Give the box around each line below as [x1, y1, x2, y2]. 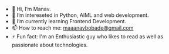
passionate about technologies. [11, 41, 88, 48]
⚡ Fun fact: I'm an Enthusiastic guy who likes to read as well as [11, 33, 163, 40]
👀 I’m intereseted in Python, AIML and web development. [11, 12, 149, 19]
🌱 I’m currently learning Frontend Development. [11, 18, 127, 24]
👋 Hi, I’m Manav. [11, 6, 51, 12]
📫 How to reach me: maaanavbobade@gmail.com [11, 24, 134, 31]
